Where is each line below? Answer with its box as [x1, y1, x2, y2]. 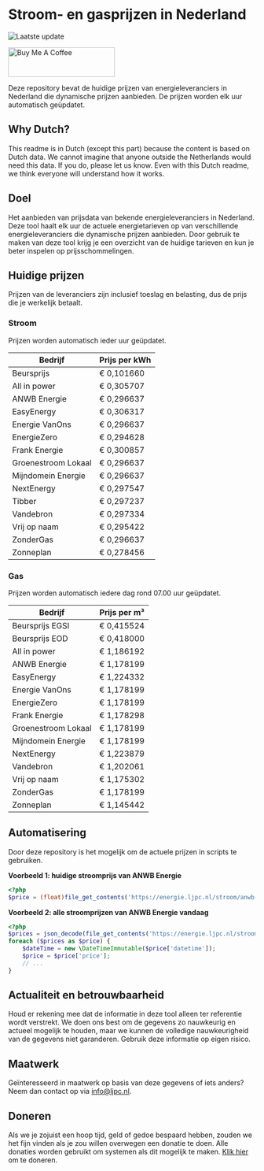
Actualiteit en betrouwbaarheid [8, 988, 165, 1002]
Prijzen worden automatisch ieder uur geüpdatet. [8, 335, 167, 345]
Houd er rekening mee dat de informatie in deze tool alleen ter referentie [8, 1010, 242, 1019]
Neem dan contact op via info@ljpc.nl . [8, 1087, 132, 1096]
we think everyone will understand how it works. [8, 169, 165, 178]
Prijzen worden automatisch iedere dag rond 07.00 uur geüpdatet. [8, 588, 222, 598]
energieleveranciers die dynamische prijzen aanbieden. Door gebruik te [8, 229, 240, 239]
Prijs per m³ [99, 606, 145, 617]
